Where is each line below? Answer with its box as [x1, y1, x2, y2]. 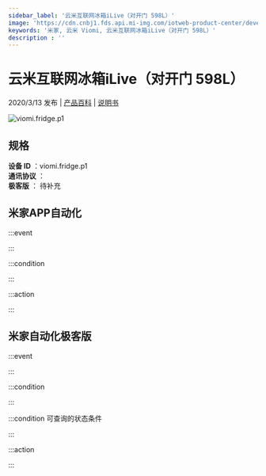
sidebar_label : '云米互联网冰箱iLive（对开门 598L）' [8, 11, 176, 20]
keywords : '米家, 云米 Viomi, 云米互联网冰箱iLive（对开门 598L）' [8, 26, 216, 34]
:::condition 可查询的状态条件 [8, 413, 103, 423]
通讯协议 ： [8, 171, 45, 181]
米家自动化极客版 [8, 329, 92, 343]
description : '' [8, 33, 66, 42]
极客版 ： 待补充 [8, 181, 61, 190]
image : [8, 19, 30, 27]
